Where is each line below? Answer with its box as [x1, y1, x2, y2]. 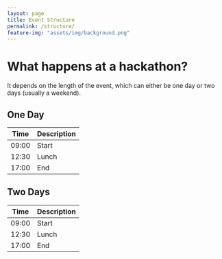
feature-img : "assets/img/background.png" [7, 29, 130, 36]
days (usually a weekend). [7, 89, 81, 97]
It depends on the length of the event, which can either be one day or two [7, 82, 215, 90]
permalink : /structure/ [7, 23, 75, 30]
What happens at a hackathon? [7, 59, 188, 74]
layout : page [7, 10, 45, 17]
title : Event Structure [7, 16, 75, 23]
